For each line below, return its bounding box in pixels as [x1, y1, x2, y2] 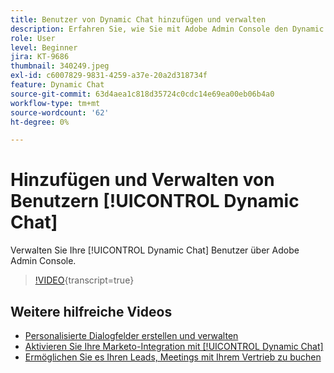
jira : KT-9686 [10, 52, 70, 62]
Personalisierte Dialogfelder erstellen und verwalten [24, 330, 239, 341]
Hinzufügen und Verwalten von [10, 169, 275, 191]
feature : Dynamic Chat [10, 80, 105, 90]
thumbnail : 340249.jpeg [10, 61, 110, 71]
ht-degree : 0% [10, 117, 70, 127]
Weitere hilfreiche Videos [10, 303, 173, 320]
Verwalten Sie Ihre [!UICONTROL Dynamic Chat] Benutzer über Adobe [10, 244, 300, 256]
